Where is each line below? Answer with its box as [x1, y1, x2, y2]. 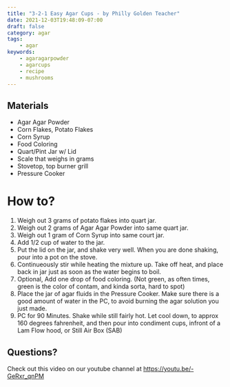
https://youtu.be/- [143, 364, 194, 373]
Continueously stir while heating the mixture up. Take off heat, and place [17, 260, 224, 269]
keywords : [7, 49, 36, 56]
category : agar [7, 29, 51, 37]
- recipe [19, 68, 45, 75]
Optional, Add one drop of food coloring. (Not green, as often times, [17, 275, 210, 284]
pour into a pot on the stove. [17, 253, 98, 261]
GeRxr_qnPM [7, 372, 45, 380]
